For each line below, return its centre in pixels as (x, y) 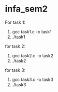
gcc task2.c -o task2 (33, 55)
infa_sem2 (26, 9)
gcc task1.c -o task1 (32, 31)
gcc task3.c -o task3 (33, 79)
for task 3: (15, 70)
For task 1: (15, 22)
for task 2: (15, 46)
